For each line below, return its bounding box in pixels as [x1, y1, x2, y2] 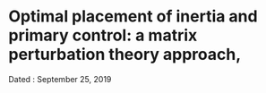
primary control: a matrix [8, 25, 198, 46]
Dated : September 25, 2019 [8, 73, 112, 84]
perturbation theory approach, [8, 45, 242, 64]
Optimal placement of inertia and [8, 6, 258, 27]
